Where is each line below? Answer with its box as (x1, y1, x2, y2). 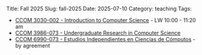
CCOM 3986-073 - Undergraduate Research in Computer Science (15, 29, 181, 36)
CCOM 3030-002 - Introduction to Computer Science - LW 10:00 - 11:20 (15, 17, 196, 23)
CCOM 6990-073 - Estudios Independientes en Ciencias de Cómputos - (15, 36, 196, 42)
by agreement (15, 42, 50, 49)
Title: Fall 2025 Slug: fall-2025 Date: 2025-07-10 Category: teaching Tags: (6, 5, 192, 12)
